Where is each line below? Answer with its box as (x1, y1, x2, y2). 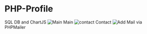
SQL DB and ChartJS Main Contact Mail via (4, 19, 142, 25)
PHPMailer (4, 24, 26, 30)
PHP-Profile (4, 3, 53, 14)
